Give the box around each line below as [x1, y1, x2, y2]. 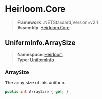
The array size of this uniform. [5, 80, 66, 86]
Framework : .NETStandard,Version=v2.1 [17, 19, 98, 25]
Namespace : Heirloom [17, 51, 63, 57]
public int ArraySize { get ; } [5, 89, 69, 94]
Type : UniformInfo [17, 57, 55, 63]
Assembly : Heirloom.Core [17, 24, 70, 30]
